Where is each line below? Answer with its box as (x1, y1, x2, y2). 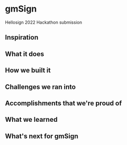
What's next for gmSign (5, 132, 79, 140)
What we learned (5, 116, 58, 124)
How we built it (5, 66, 51, 74)
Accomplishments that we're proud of (5, 99, 122, 107)
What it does (5, 50, 45, 58)
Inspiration (5, 33, 39, 42)
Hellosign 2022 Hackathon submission (5, 19, 82, 25)
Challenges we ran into (5, 83, 76, 91)
